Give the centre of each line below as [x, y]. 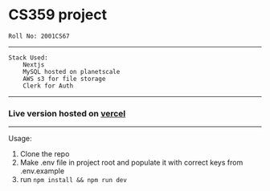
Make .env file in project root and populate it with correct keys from [131, 163]
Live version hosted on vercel [67, 113]
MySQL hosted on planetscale [72, 71]
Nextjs [34, 65]
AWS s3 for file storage [64, 79]
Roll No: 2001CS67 [39, 36]
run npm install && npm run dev [73, 180]
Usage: [20, 139]
